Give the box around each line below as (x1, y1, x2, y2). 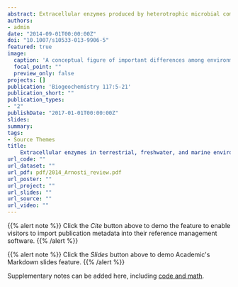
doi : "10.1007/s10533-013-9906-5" (7, 37, 110, 44)
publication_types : (7, 97, 65, 104)
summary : (7, 122, 33, 130)
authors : (7, 17, 33, 24)
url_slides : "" (7, 189, 52, 196)
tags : (7, 129, 23, 136)
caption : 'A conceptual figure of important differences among (13, 57, 204, 64)
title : (7, 143, 27, 150)
